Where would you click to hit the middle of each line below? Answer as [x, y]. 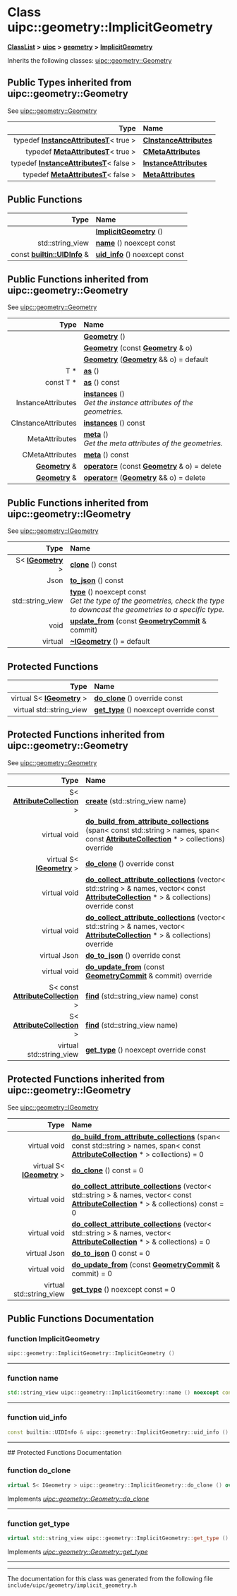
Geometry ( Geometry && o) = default [146, 359]
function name [33, 1379]
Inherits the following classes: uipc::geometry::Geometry [90, 60]
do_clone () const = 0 [108, 1170]
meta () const [106, 455]
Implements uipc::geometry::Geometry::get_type [78, 1552]
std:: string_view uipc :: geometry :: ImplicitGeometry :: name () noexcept [113, 1393]
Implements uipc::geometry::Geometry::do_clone [78, 1499]
